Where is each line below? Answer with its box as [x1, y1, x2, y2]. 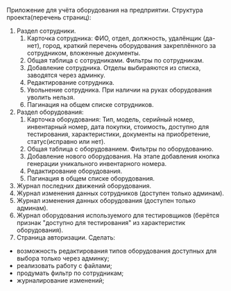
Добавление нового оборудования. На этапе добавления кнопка [26, 152, 220, 160]
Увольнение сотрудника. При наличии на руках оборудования [26, 86, 212, 94]
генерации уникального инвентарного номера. [26, 160, 167, 167]
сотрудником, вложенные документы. [26, 49, 141, 57]
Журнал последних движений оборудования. [16, 182, 152, 190]
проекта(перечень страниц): [6, 13, 92, 22]
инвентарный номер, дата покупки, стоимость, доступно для [26, 123, 209, 131]
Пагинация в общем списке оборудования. [26, 174, 155, 183]
